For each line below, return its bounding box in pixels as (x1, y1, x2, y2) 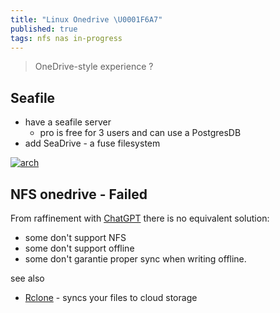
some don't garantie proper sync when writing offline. (24, 253, 247, 265)
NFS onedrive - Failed (10, 186, 148, 203)
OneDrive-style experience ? (34, 61, 154, 73)
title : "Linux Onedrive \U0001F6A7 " (10, 14, 163, 25)
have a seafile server (24, 116, 112, 128)
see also (10, 272, 45, 284)
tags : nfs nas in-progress (10, 33, 123, 43)
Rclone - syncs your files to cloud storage (24, 292, 198, 303)
